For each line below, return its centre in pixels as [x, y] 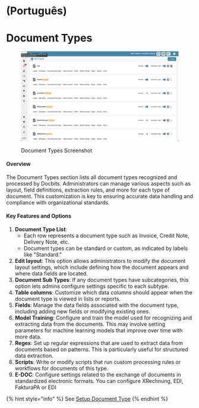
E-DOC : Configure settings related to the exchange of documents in [98, 375]
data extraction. [34, 356]
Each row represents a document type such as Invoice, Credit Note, [106, 236]
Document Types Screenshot [57, 150]
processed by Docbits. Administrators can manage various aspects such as [99, 183]
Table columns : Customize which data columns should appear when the [104, 293]
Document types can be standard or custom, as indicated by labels [106, 249]
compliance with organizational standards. [58, 202]
